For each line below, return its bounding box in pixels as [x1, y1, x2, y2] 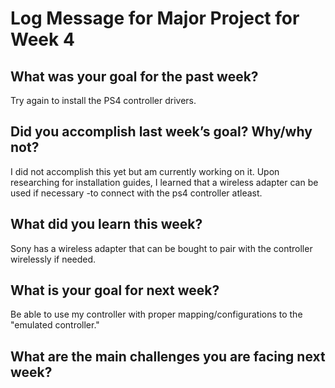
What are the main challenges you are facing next [10, 348, 326, 365]
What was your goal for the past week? [10, 68, 259, 85]
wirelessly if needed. [10, 253, 97, 265]
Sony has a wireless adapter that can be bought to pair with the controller [10, 242, 313, 254]
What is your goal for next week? [10, 282, 220, 299]
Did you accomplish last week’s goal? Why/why [10, 123, 313, 141]
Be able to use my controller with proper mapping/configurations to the [10, 308, 303, 321]
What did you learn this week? [10, 216, 203, 233]
